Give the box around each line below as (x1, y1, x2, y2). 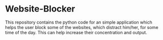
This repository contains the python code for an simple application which (5, 19, 153, 25)
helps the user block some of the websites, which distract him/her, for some (5, 24, 159, 30)
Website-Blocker (5, 3, 75, 14)
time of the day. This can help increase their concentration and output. (5, 29, 147, 35)
